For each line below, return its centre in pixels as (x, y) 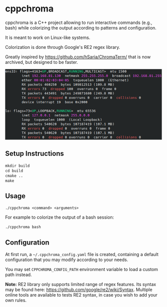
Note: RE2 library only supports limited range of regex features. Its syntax (81, 285)
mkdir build (17, 166)
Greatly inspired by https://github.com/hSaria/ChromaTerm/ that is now (78, 57)
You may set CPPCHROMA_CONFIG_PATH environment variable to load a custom (82, 270)
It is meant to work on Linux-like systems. (48, 37)
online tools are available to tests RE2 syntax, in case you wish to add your (81, 295)
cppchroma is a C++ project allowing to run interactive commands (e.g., (79, 22)
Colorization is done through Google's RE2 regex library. (63, 47)
